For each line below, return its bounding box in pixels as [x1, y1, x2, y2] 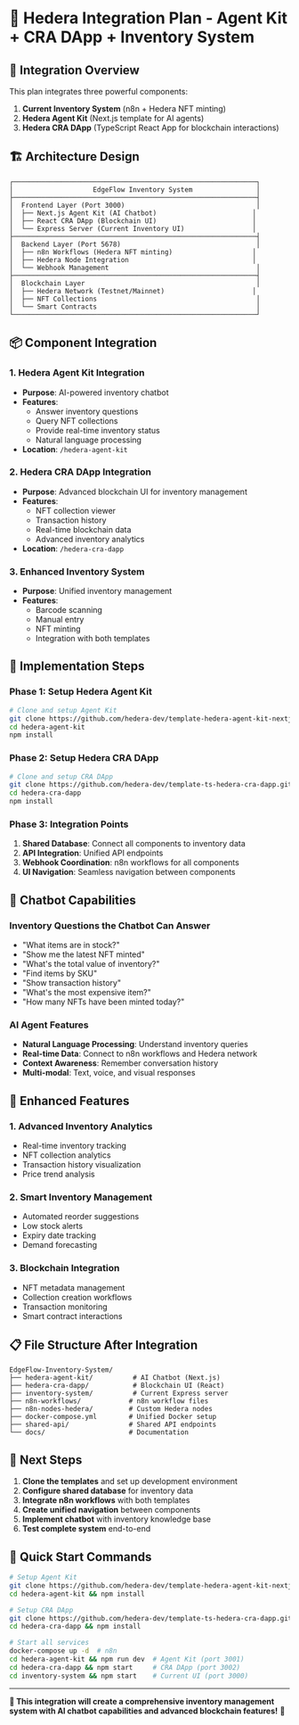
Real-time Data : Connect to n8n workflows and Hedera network [21, 1048, 258, 1060]
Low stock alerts [21, 1221, 83, 1232]
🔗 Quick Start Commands [9, 1549, 152, 1564]
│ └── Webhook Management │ [9, 263, 261, 272]
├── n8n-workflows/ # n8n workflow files [9, 1397, 209, 1406]
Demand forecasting [21, 1240, 98, 1250]
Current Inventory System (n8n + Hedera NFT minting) [21, 103, 227, 114]
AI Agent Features [9, 1019, 89, 1031]
